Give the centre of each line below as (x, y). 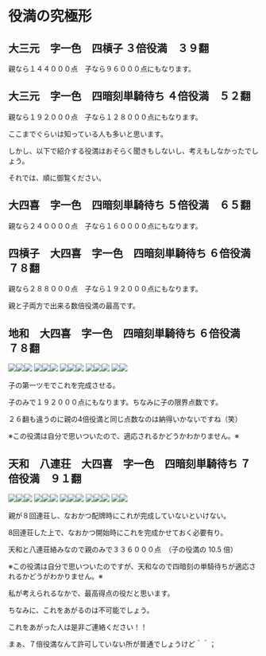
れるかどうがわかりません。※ (56, 576)
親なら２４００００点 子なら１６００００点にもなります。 (105, 226)
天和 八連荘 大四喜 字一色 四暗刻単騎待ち (123, 464)
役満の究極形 (50, 16)
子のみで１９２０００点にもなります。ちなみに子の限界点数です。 (116, 402)
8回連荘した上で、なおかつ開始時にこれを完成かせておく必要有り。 (118, 533)
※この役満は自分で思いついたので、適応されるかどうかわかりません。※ (124, 436)
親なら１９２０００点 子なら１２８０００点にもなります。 (105, 117)
